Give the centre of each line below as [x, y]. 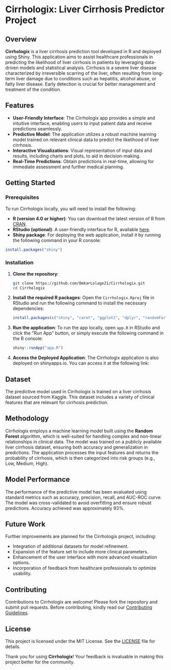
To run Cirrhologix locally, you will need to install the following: [71, 209]
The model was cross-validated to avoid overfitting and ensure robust [78, 503]
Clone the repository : [36, 274]
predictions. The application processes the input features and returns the [82, 452]
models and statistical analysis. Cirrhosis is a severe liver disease [88, 68]
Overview [21, 39]
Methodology [27, 419]
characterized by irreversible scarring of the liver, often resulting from [78, 73]
